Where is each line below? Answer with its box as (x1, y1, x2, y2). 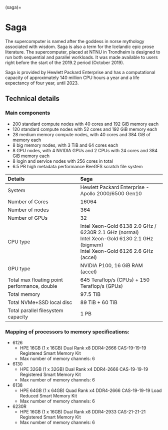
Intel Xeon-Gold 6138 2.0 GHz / (80, 222, 156, 229)
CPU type (7, 238, 30, 245)
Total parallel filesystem (7, 307, 63, 314)
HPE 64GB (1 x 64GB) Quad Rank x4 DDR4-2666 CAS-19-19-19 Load (19, 387, 162, 393)
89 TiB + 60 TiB (80, 299, 117, 306)
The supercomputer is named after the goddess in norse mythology (5, 38, 144, 44)
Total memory (7, 290, 40, 297)
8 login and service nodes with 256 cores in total (12, 158, 113, 164)
